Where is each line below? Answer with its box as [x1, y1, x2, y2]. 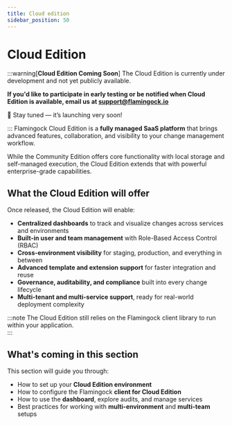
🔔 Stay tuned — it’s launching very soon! [7, 111, 123, 119]
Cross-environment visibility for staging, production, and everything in [17, 249, 222, 257]
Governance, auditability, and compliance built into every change [17, 278, 208, 286]
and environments [17, 227, 69, 235]
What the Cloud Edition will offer [7, 187, 150, 199]
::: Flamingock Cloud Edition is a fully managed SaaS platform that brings [7, 124, 218, 132]
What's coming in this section [7, 348, 139, 361]
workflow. [7, 139, 35, 148]
